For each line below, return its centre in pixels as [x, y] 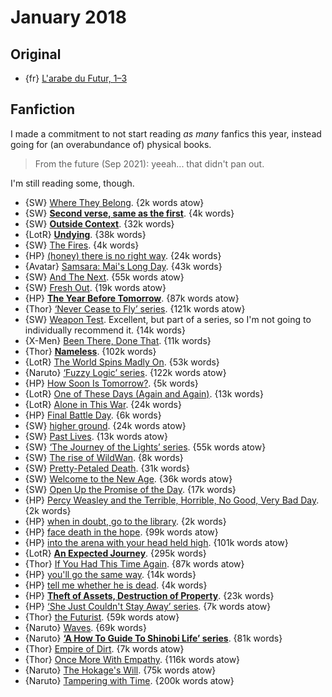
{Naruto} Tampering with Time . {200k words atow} [129, 680]
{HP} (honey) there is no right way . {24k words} [123, 255]
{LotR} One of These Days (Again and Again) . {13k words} [144, 393]
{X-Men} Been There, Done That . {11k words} [118, 340]
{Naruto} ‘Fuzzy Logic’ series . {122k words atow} [125, 372]
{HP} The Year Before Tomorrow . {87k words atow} [132, 298]
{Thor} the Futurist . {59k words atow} [102, 617]
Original [36, 54]
